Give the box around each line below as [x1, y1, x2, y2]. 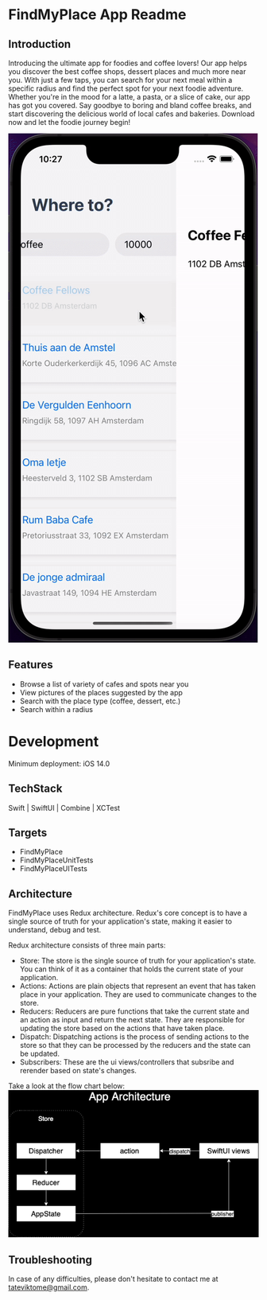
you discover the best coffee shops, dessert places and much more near [8, 67, 246, 76]
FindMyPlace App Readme [8, 6, 187, 24]
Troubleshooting [8, 1253, 93, 1267]
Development [8, 733, 99, 750]
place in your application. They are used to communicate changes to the [19, 990, 257, 999]
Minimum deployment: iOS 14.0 [8, 758, 110, 769]
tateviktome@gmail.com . [8, 1282, 90, 1292]
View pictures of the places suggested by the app [19, 687, 183, 697]
